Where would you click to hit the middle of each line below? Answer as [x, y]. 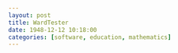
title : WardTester [38, 23]
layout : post [30, 15]
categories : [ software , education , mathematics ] [90, 37]
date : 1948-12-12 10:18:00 [53, 30]
